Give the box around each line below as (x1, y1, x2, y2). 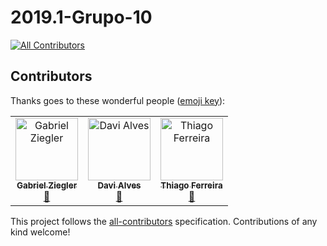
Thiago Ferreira (160, 179, 223, 191)
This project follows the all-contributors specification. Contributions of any (10, 215, 318, 227)
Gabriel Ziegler (16, 179, 78, 191)
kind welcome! (10, 226, 71, 238)
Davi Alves (97, 179, 142, 191)
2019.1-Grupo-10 (10, 6, 153, 29)
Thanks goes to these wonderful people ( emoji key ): (10, 94, 226, 106)
